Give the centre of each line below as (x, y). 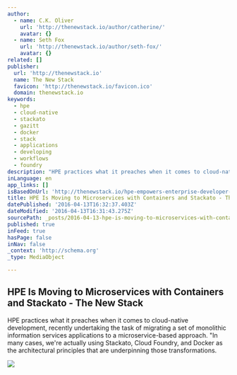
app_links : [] (28, 185)
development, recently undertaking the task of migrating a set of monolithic (117, 328)
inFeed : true (26, 231)
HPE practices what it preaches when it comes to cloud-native (98, 320)
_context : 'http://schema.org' (53, 251)
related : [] (25, 60)
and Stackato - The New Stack (75, 303)
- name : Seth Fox (39, 40)
